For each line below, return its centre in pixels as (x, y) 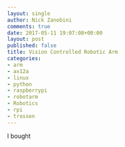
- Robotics (23, 104)
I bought (19, 136)
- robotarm (23, 97)
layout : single (29, 13)
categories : (24, 59)
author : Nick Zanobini (39, 20)
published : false (32, 46)
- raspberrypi (27, 90)
